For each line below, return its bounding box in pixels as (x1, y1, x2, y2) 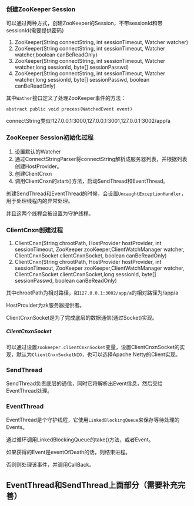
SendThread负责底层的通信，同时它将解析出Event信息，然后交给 (6, 380, 163, 387)
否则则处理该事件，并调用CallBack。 (6, 461, 95, 468)
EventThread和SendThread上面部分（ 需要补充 (6, 480, 178, 490)
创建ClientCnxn (14, 170, 52, 177)
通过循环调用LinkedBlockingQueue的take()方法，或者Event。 (6, 436, 154, 443)
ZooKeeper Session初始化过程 (6, 133, 94, 142)
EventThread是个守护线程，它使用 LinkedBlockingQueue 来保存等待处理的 (6, 416, 180, 424)
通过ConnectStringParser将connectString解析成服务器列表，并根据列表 (14, 155, 188, 162)
